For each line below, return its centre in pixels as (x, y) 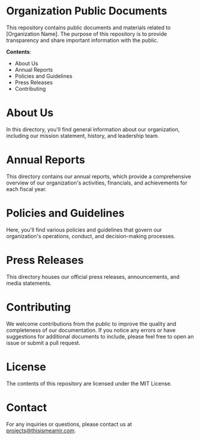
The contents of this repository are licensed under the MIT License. (89, 383)
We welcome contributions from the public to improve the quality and (91, 324)
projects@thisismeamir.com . (41, 430)
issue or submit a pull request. (43, 343)
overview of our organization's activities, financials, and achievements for (97, 183)
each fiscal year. (26, 189)
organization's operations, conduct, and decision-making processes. (91, 236)
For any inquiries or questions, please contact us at (69, 424)
